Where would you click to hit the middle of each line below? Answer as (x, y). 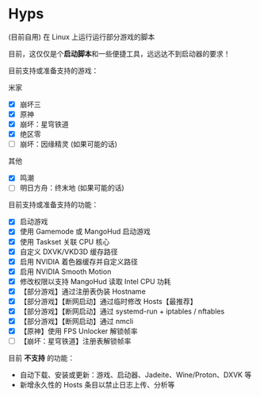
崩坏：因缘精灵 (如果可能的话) (68, 145)
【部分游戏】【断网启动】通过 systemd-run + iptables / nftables (122, 311)
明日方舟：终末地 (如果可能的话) (72, 188)
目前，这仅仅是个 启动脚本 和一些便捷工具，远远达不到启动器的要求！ (119, 53)
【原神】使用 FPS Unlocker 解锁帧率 (79, 331)
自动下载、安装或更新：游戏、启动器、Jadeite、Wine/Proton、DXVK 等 (136, 375)
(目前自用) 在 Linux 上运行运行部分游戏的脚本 (82, 37)
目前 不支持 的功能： (42, 358)
